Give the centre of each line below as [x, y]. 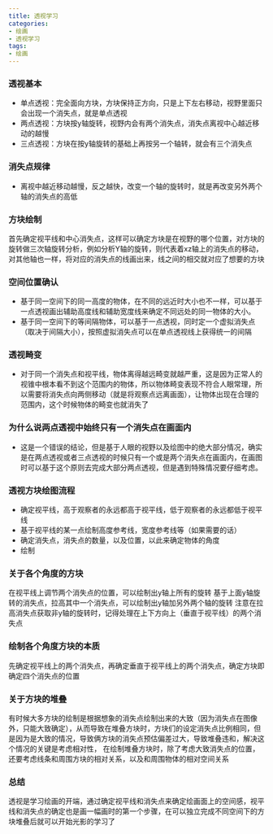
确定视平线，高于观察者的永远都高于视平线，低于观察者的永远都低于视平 [141, 510]
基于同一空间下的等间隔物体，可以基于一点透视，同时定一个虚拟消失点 [138, 321]
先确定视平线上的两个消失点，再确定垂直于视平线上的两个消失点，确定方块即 [136, 666]
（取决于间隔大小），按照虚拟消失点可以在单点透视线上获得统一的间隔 [136, 332]
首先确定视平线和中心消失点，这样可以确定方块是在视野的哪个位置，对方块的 [136, 238]
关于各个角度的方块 [46, 573]
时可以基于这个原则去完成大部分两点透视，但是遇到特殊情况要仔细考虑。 [141, 467]
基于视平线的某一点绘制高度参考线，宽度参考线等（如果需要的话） [130, 531]
